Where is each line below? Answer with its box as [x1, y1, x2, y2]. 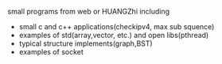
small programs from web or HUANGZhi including [7, 7, 170, 16]
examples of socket [18, 47, 84, 56]
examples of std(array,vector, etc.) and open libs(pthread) [18, 31, 209, 40]
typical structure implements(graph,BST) [18, 39, 153, 48]
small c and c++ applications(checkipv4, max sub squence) [18, 22, 215, 31]
